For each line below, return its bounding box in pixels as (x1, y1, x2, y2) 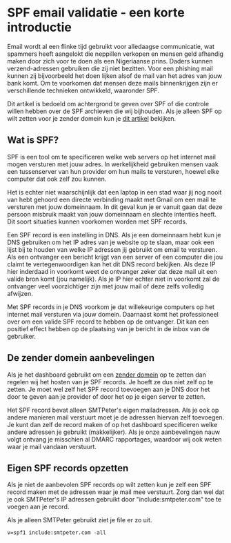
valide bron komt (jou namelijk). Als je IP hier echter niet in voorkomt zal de (7, 275, 220, 283)
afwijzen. (7, 289, 33, 297)
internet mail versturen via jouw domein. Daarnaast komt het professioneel (7, 310, 219, 318)
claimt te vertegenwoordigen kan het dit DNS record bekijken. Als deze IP (7, 260, 216, 268)
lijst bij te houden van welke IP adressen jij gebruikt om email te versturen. (7, 245, 217, 253)
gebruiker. (7, 332, 37, 340)
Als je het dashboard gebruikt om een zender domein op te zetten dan (7, 371, 207, 379)
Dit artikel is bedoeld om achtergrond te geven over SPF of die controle (7, 99, 209, 108)
